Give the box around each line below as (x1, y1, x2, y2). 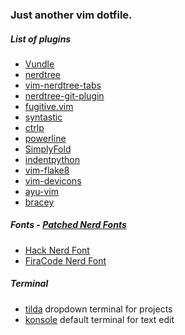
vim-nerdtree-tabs (24, 79, 102, 91)
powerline (24, 132, 67, 144)
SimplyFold (24, 143, 72, 155)
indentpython (24, 153, 80, 165)
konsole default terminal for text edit (24, 313, 175, 325)
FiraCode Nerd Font (24, 254, 107, 267)
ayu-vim (24, 185, 60, 197)
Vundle (24, 58, 55, 70)
